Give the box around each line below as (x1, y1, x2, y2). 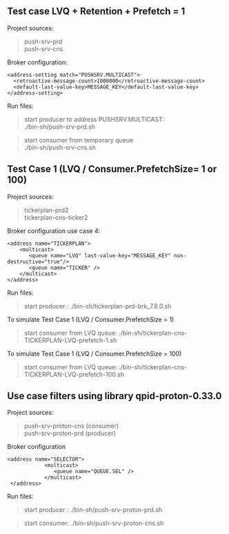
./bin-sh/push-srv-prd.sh (23, 122, 95, 131)
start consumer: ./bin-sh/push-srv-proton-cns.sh (23, 519, 164, 528)
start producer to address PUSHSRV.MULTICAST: (23, 115, 164, 123)
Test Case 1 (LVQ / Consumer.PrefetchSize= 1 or (7, 163, 217, 175)
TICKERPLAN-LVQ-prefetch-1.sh (23, 335, 117, 344)
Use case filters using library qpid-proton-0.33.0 (7, 390, 222, 402)
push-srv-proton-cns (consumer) (23, 422, 119, 430)
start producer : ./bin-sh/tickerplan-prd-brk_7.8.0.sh (23, 302, 172, 310)
